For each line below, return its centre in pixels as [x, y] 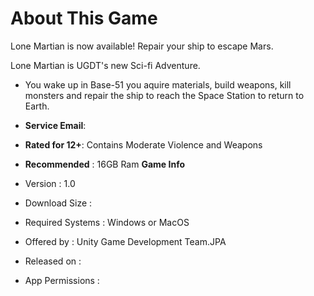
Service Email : [55, 125]
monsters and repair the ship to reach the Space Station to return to [164, 95]
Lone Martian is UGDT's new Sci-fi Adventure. [105, 65]
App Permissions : [62, 280]
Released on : [53, 261]
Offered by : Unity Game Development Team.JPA [125, 241]
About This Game [84, 18]
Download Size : [58, 203]
